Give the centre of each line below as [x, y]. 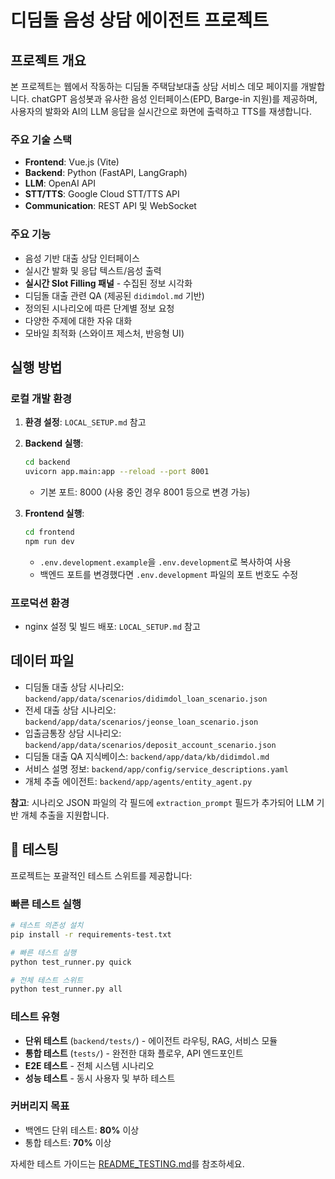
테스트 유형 [35, 1017]
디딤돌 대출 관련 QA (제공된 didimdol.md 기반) [114, 295]
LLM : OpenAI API [60, 183]
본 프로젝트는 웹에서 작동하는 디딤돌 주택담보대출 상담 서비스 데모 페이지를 [154, 86]
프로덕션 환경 [40, 603]
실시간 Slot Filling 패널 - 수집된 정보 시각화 [108, 283]
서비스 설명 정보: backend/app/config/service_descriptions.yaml [156, 768]
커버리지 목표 [40, 1106]
